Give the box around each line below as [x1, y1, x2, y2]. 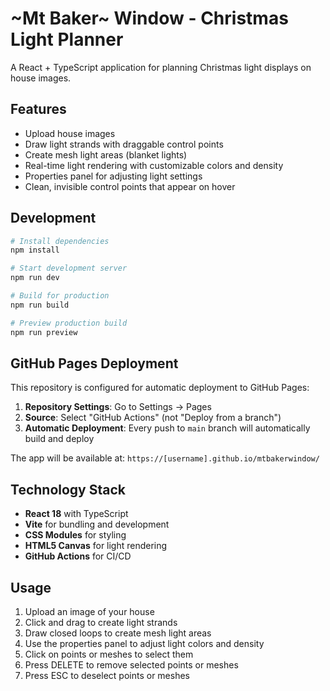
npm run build [10, 300, 70, 310]
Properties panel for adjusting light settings [24, 170, 203, 182]
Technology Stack [10, 481, 126, 498]
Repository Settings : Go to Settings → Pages [24, 401, 212, 413]
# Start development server [10, 263, 128, 274]
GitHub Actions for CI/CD [24, 550, 132, 562]
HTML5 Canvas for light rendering [24, 540, 168, 552]
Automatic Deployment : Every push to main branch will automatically [24, 422, 311, 434]
